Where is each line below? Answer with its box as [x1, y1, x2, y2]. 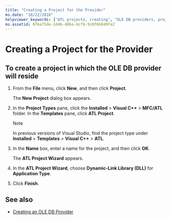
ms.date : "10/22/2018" [5, 12, 53, 17]
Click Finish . [12, 180, 39, 186]
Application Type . [12, 171, 51, 177]
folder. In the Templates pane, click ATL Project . [12, 111, 115, 117]
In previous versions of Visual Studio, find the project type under [12, 130, 149, 136]
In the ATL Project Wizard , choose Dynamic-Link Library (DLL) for [12, 165, 154, 171]
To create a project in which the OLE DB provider [5, 64, 162, 72]
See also [5, 195, 33, 204]
